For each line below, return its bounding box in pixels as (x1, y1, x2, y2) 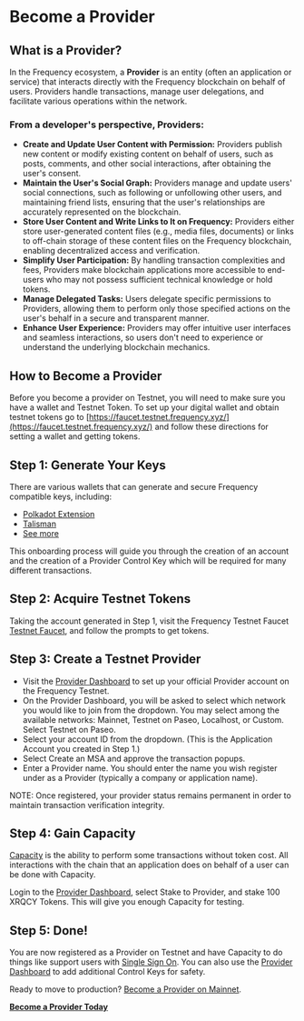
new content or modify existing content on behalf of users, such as (22, 148, 274, 160)
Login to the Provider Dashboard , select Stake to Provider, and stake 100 (9, 886, 280, 897)
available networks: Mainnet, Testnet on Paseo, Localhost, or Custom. (22, 714, 284, 725)
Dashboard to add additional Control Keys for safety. (9, 966, 206, 977)
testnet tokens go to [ (9, 412, 90, 423)
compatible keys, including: (9, 491, 112, 502)
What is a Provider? (9, 43, 123, 58)
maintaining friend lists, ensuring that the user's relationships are (22, 197, 266, 208)
